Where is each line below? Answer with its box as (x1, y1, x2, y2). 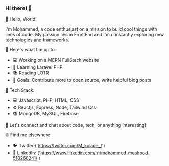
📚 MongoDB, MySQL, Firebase (12, 110, 79, 117)
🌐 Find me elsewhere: (5, 132, 52, 138)
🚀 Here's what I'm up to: (5, 47, 56, 53)
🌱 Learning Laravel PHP (12, 64, 63, 70)
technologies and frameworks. (5, 37, 70, 43)
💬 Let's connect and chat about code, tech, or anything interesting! (5, 122, 147, 128)
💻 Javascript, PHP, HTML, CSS (12, 97, 79, 103)
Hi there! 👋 (5, 5, 32, 12)
